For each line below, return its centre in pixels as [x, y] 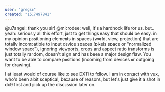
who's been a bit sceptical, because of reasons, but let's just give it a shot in [83, 79]
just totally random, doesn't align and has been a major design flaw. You [78, 54]
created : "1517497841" [28, 14]
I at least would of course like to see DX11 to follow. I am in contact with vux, [82, 74]
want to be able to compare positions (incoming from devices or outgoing [80, 59]
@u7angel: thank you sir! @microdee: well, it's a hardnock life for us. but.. [80, 28]
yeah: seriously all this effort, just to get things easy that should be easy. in [81, 33]
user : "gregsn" [21, 10]
